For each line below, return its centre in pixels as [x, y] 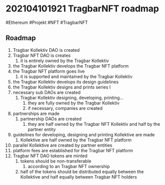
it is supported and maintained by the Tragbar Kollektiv [76, 76]
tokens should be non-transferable [56, 161]
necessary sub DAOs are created [47, 92]
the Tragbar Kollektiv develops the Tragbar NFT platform [71, 66]
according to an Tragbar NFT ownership [69, 166]
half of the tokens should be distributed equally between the [82, 172]
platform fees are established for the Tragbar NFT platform [73, 150]
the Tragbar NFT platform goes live [49, 71]
